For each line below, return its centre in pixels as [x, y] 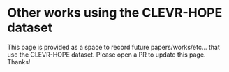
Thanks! [19, 62]
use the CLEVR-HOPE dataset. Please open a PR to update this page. [106, 55]
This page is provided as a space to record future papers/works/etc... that [113, 47]
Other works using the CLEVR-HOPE [115, 13]
